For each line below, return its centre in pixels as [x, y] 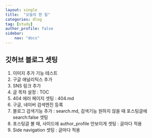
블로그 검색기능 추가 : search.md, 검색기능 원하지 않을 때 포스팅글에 [80, 111]
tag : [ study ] [19, 24]
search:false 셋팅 [30, 117]
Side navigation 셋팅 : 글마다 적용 [46, 130]
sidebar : [14, 33]
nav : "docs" [27, 38]
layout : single [21, 10]
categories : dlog [24, 19]
